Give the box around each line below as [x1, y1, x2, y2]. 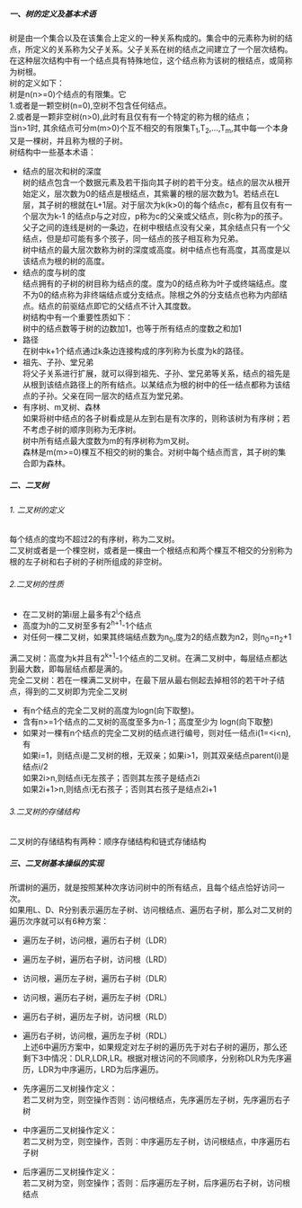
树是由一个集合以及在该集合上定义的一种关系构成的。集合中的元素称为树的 [9, 32, 285, 43]
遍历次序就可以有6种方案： [9, 916, 110, 927]
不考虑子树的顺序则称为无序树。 [22, 423, 141, 435]
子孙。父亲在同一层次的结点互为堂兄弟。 [38, 390, 189, 401]
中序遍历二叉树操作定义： [22, 1124, 118, 1136]
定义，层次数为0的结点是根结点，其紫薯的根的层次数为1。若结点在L [30, 188, 280, 199]
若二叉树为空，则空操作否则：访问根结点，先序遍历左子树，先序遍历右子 [22, 1095, 290, 1106]
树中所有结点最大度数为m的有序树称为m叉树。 [22, 435, 195, 446]
